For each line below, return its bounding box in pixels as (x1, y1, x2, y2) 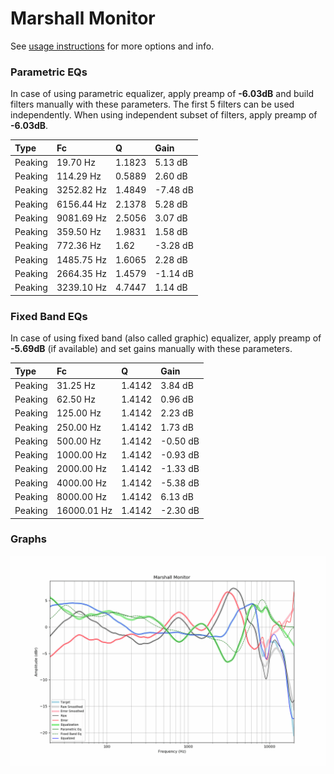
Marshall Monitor (10, 7, 156, 30)
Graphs (10, 532, 47, 546)
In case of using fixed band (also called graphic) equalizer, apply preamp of (10, 332, 322, 344)
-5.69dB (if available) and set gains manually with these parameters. (10, 343, 293, 355)
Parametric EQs (10, 65, 88, 79)
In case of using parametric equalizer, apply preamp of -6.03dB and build (10, 88, 315, 100)
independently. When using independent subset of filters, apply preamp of (10, 109, 318, 121)
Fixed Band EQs (10, 309, 88, 323)
